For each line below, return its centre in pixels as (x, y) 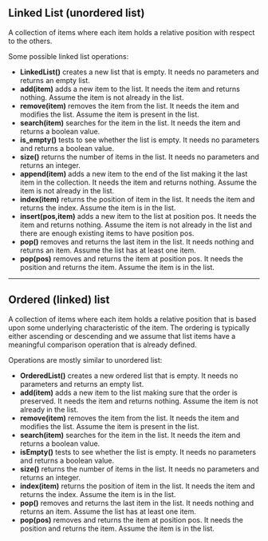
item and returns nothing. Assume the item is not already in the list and (136, 225)
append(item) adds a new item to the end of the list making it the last (134, 173)
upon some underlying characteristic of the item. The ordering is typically (129, 328)
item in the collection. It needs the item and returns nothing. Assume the (138, 182)
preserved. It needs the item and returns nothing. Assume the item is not (139, 401)
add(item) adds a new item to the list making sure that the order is (128, 392)
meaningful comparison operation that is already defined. (102, 344)
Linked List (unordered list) (77, 13)
